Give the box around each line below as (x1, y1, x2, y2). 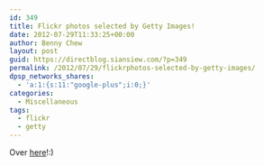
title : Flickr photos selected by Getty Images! (9, 22, 196, 31)
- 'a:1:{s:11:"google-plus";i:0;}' (17, 80, 151, 89)
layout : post (9, 47, 59, 56)
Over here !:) (9, 147, 54, 158)
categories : (9, 88, 54, 97)
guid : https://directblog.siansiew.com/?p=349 (9, 55, 187, 64)
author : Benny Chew (9, 38, 83, 48)
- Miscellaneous (17, 97, 78, 106)
